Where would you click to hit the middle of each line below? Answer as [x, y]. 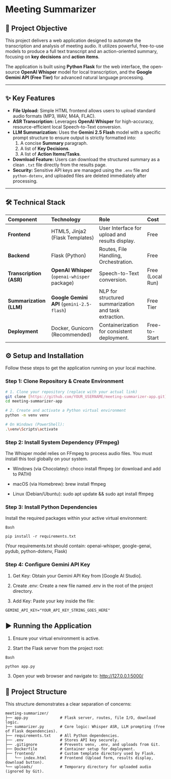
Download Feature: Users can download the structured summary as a [86, 159]
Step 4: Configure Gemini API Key [48, 565]
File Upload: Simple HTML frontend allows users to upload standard [84, 110]
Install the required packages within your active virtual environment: [76, 518]
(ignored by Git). [25, 771]
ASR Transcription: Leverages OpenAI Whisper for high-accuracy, [83, 121]
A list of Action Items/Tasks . [51, 154]
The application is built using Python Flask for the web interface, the [77, 67]
